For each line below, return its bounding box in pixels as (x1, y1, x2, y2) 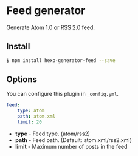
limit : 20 (17, 119, 43, 125)
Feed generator (6, 4, 86, 18)
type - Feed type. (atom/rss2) (15, 130, 90, 137)
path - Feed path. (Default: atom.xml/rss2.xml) (15, 136, 133, 143)
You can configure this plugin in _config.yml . (6, 90, 119, 98)
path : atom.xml (17, 114, 56, 120)
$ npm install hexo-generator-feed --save (6, 57, 116, 64)
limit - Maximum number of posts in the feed (15, 143, 128, 150)
